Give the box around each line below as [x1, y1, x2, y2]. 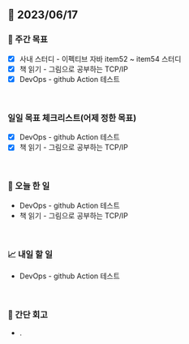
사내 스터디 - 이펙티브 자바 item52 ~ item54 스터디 [19, 54, 182, 63]
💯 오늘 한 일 [7, 180, 50, 191]
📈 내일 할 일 [7, 248, 54, 260]
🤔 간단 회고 [7, 309, 48, 320]
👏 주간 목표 [7, 34, 48, 45]
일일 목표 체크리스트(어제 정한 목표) [7, 112, 137, 123]
